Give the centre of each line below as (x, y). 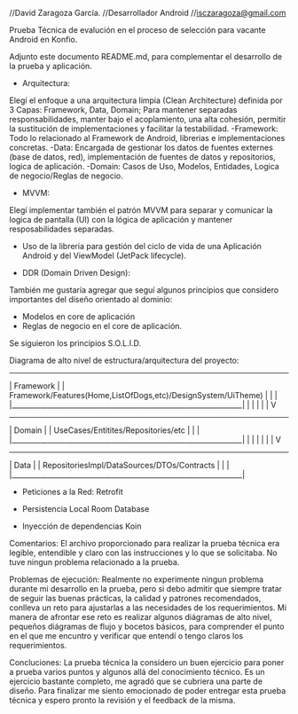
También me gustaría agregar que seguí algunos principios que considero (144, 290)
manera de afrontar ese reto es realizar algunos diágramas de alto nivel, (141, 617)
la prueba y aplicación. (51, 66)
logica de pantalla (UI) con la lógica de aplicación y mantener (121, 220)
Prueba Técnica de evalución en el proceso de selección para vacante (137, 30)
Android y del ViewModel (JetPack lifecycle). (104, 255)
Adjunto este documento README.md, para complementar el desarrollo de (145, 56)
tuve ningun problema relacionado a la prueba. (94, 562)
